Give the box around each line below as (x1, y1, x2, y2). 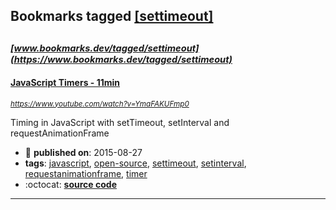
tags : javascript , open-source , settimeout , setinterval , (24, 157, 247, 169)
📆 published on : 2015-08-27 (24, 146, 143, 158)
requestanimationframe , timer (24, 167, 148, 179)
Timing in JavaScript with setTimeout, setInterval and (10, 116, 230, 128)
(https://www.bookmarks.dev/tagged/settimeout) (10, 53, 233, 66)
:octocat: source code (24, 178, 117, 190)
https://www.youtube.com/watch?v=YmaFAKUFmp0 (10, 99, 190, 109)
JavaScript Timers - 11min (10, 77, 121, 89)
